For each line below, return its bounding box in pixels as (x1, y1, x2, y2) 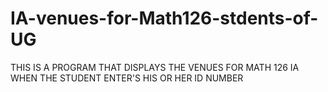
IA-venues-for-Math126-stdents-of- (10, 7, 319, 30)
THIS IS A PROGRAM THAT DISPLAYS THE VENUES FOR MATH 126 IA (10, 61, 300, 73)
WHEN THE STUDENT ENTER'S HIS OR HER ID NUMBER (10, 72, 244, 84)
